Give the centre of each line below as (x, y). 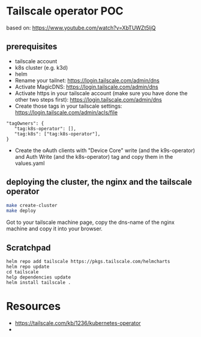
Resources (34, 307)
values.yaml (30, 163)
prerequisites (32, 47)
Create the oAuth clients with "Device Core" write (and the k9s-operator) (105, 150)
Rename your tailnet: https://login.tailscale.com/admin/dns (87, 80)
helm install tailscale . (38, 283)
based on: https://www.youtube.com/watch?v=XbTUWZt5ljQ (81, 28)
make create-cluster (32, 205)
